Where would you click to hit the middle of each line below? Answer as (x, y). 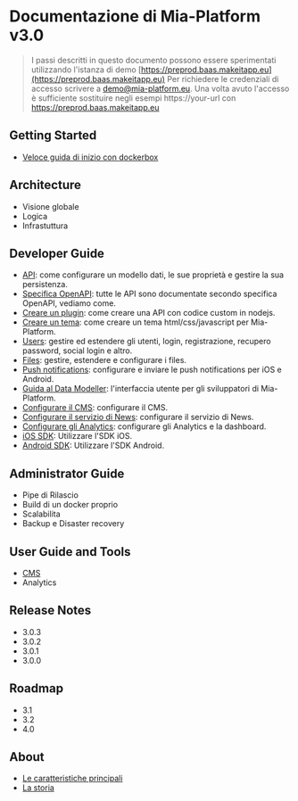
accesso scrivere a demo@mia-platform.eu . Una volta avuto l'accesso (160, 88)
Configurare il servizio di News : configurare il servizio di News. (138, 417)
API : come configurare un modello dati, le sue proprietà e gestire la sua (153, 275)
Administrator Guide (67, 473)
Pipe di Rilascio (50, 495)
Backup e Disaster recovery (73, 524)
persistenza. (45, 285)
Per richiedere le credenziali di (223, 78)
